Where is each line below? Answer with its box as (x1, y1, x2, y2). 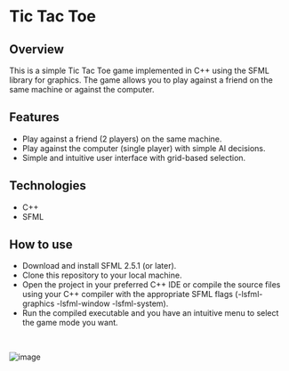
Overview (9, 42, 65, 57)
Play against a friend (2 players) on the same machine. (21, 133, 222, 144)
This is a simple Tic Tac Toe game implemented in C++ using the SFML (9, 65, 269, 76)
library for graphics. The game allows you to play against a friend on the (9, 75, 273, 85)
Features (9, 109, 60, 125)
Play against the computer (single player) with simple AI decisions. (21, 142, 266, 153)
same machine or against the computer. (9, 85, 155, 94)
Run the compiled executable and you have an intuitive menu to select (21, 308, 279, 319)
